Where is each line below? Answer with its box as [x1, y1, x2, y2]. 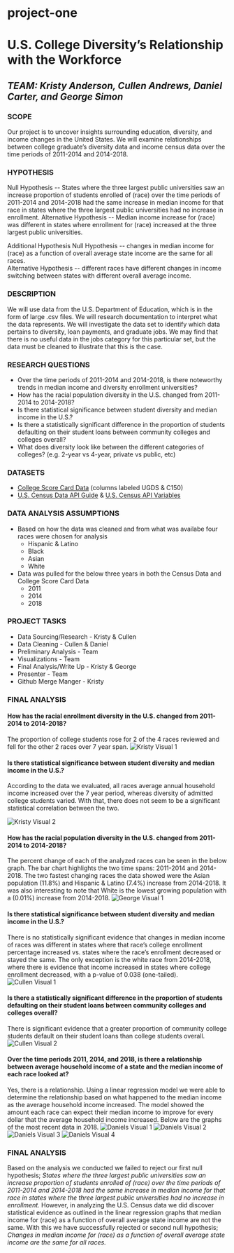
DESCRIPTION [7, 289, 57, 299]
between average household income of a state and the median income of [7, 1062, 224, 1071]
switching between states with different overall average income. [7, 271, 191, 280]
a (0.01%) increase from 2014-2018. [7, 894, 110, 902]
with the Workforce [7, 52, 122, 68]
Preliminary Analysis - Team [17, 647, 98, 656]
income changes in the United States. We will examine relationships [7, 135, 202, 144]
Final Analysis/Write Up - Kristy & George [17, 662, 137, 670]
